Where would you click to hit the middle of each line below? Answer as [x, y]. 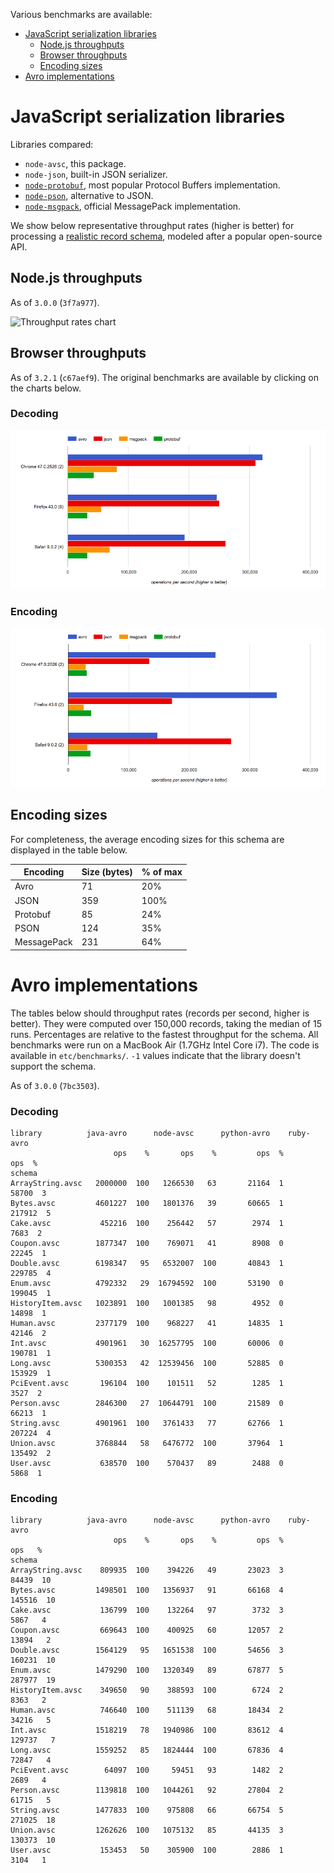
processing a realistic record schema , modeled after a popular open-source [166, 236]
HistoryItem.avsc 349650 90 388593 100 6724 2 [147, 1690]
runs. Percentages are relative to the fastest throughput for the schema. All [164, 1034]
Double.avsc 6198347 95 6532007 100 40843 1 [147, 1263]
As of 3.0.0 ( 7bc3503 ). [55, 1085]
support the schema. [53, 1066]
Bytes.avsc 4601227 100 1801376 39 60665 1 [147, 1203]
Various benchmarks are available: [81, 14]
